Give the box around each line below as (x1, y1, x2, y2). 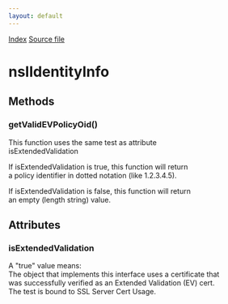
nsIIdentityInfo (8, 62, 110, 81)
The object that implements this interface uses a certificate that (8, 269, 220, 280)
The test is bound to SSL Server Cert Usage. (8, 287, 156, 297)
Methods (8, 95, 55, 109)
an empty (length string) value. (8, 195, 112, 204)
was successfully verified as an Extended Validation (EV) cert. (8, 278, 215, 288)
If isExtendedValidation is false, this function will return (8, 186, 192, 195)
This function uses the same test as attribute (8, 137, 158, 147)
